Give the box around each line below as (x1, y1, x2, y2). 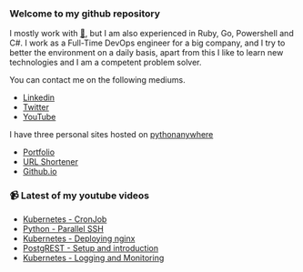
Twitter (22, 102, 50, 113)
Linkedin (22, 92, 56, 103)
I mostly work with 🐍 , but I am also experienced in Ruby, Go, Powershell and (9, 28, 294, 39)
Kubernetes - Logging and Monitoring (22, 252, 165, 263)
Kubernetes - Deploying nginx (22, 233, 136, 244)
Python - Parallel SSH (22, 223, 105, 234)
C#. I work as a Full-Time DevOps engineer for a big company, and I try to (9, 37, 286, 48)
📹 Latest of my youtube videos (9, 189, 150, 202)
